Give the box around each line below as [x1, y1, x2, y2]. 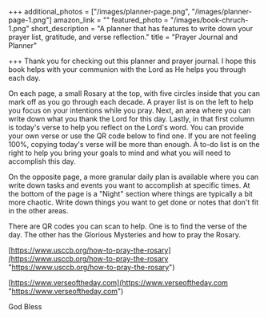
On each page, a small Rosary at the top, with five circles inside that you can [8, 89, 261, 98]
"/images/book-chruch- [170, 15, 249, 25]
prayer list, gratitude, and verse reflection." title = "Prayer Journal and [8, 32, 238, 42]
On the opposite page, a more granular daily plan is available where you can [8, 172, 259, 181]
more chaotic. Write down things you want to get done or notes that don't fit [8, 197, 258, 207]
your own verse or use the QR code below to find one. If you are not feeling [8, 131, 257, 141]
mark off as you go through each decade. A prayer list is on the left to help [8, 97, 254, 106]
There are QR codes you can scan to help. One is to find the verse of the [8, 221, 247, 231]
